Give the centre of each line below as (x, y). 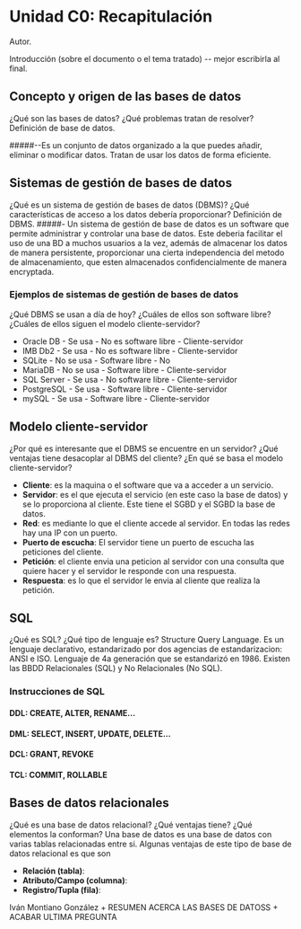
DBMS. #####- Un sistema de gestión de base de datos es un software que (149, 224)
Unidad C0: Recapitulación (111, 17)
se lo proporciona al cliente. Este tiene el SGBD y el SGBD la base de (149, 504)
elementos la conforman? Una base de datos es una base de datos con (141, 834)
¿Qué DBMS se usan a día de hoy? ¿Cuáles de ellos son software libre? (140, 314)
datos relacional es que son (60, 853)
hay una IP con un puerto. (70, 533)
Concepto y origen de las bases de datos (125, 97)
